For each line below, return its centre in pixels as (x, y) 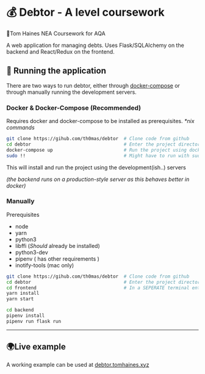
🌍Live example (36, 347)
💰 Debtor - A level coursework (85, 12)
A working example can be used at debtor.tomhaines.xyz (78, 364)
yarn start (20, 299)
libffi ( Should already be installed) (58, 245)
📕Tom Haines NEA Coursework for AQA (56, 33)
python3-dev (32, 252)
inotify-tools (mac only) (45, 265)
